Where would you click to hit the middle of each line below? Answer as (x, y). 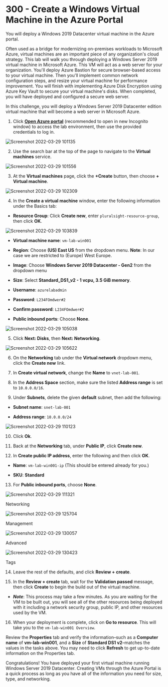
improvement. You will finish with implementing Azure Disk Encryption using (84, 86)
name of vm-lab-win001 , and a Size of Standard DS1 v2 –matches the (78, 642)
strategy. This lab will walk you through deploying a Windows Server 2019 (82, 59)
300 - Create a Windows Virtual (73, 9)
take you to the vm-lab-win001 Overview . (54, 627)
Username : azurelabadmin (40, 290)
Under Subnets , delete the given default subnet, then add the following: (87, 397)
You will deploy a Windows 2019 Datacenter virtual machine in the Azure (80, 34)
